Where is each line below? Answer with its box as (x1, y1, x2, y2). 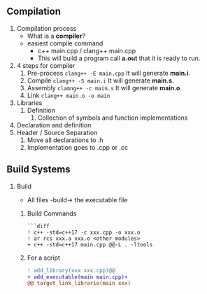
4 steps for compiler (16, 61, 76, 69)
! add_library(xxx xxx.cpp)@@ (27, 267, 116, 274)
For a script (27, 253, 61, 262)
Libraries (16, 98, 43, 107)
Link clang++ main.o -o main (27, 91, 110, 99)
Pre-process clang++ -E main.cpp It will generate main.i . (27, 69, 190, 77)
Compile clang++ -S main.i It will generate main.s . (27, 76, 174, 85)
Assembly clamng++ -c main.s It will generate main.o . (27, 83, 183, 92)
